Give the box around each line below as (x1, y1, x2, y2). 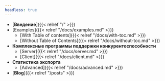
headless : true (5, 7, 37, 13)
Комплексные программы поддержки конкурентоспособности (12, 43, 156, 49)
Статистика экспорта (12, 59, 61, 65)
